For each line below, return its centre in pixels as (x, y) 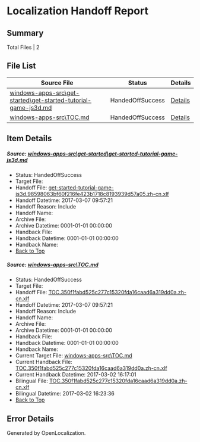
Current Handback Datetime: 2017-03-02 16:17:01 (76, 375)
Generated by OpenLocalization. (46, 432)
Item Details (29, 138)
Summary (25, 33)
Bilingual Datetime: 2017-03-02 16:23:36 (65, 394)
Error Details (30, 418)
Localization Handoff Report (78, 11)
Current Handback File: (44, 362)
